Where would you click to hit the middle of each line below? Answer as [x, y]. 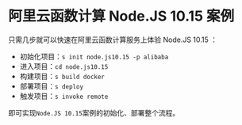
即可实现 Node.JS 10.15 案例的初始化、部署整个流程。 [94, 112]
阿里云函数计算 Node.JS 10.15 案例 [121, 16]
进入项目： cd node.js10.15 [64, 66]
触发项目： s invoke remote [64, 96]
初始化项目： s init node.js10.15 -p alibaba [94, 56]
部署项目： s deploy [52, 86]
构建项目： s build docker [62, 76]
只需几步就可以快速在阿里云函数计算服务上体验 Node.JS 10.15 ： [113, 40]
